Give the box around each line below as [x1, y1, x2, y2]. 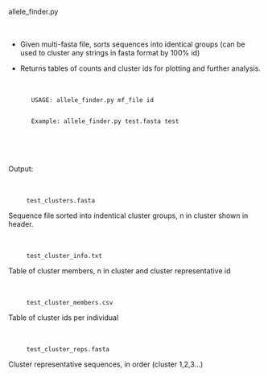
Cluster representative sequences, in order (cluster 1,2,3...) [8, 359, 204, 369]
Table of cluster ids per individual [8, 313, 119, 322]
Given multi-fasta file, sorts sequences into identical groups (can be [19, 39, 245, 49]
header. [8, 219, 34, 228]
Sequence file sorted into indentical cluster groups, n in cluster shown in [8, 211, 249, 220]
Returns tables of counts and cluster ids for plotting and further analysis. [19, 64, 262, 73]
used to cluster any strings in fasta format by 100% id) [19, 48, 200, 57]
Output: [8, 164, 34, 174]
